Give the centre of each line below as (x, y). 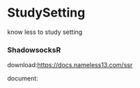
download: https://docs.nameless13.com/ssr (70, 65)
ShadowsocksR (34, 50)
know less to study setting (45, 32)
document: (23, 78)
